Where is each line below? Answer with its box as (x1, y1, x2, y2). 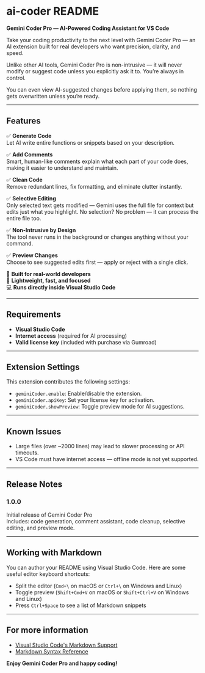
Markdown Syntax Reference (15, 647, 88, 655)
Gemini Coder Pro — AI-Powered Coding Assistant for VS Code (6, 24, 170, 32)
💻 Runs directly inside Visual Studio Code (6, 283, 116, 291)
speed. (6, 49, 24, 56)
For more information (6, 625, 88, 636)
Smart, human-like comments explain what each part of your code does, (6, 158, 189, 165)
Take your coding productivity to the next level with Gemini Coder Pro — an (6, 36, 196, 43)
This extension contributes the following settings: (6, 378, 130, 385)
